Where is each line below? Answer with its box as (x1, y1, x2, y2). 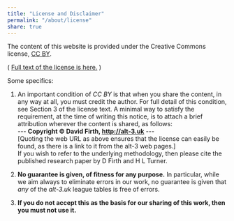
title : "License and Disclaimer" (7, 10, 105, 17)
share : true (7, 23, 42, 30)
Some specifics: (7, 77, 54, 85)
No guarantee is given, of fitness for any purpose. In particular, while (17, 170, 220, 178)
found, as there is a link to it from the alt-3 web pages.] (17, 142, 176, 151)
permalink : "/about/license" (7, 17, 92, 24)
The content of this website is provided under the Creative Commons (7, 43, 206, 51)
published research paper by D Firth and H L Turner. (17, 157, 168, 165)
